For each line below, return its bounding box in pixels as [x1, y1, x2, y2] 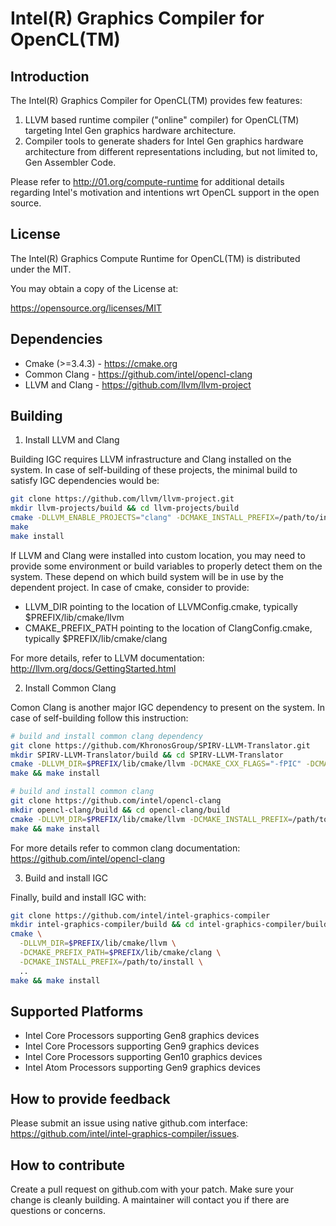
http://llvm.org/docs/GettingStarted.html [10, 662, 177, 674]
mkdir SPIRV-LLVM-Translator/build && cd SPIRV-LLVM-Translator [10, 750, 284, 760]
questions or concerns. [10, 1205, 106, 1216]
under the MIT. [10, 263, 72, 275]
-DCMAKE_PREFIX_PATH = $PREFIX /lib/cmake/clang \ [19, 948, 222, 958]
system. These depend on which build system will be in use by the [10, 570, 284, 582]
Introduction [10, 68, 90, 85]
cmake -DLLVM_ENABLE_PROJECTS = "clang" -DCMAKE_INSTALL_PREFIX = [10, 513, 280, 523]
